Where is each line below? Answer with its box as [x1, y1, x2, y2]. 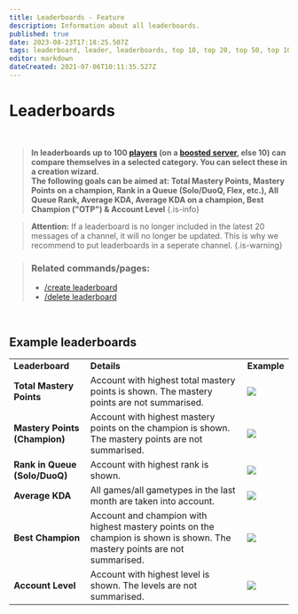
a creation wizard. [30, 166, 99, 177]
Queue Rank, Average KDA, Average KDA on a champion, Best [30, 194, 264, 205]
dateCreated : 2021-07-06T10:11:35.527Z [9, 63, 157, 72]
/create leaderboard [43, 282, 118, 293]
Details [90, 359, 122, 372]
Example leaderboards [9, 335, 137, 350]
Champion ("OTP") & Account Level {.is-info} [30, 203, 200, 214]
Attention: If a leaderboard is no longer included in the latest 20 [30, 221, 265, 232]
